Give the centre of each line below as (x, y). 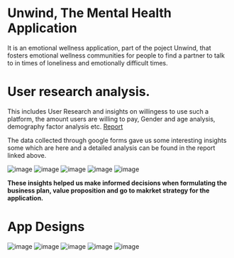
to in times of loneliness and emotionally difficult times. (88, 63)
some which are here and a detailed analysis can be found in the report (111, 148)
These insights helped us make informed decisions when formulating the (117, 183)
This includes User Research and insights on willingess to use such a (108, 111)
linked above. (27, 155)
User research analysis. (79, 92)
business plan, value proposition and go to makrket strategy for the (108, 190)
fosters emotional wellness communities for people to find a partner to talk (116, 55)
